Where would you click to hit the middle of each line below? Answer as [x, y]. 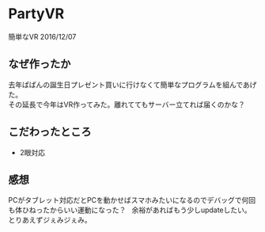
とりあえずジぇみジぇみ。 [50, 220]
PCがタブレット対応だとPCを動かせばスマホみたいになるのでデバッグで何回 [132, 200]
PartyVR [36, 14]
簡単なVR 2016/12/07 [42, 36]
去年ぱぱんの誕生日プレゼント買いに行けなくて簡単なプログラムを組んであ [129, 85]
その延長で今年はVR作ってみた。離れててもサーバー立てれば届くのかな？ [127, 105]
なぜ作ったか [40, 64]
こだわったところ [50, 132]
